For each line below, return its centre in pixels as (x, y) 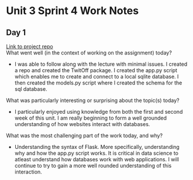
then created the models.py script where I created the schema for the (98, 83)
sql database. (31, 89)
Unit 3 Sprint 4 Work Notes (73, 11)
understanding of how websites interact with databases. (82, 124)
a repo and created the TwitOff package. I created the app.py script (96, 70)
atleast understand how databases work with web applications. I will (97, 159)
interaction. (28, 172)
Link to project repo (30, 46)
